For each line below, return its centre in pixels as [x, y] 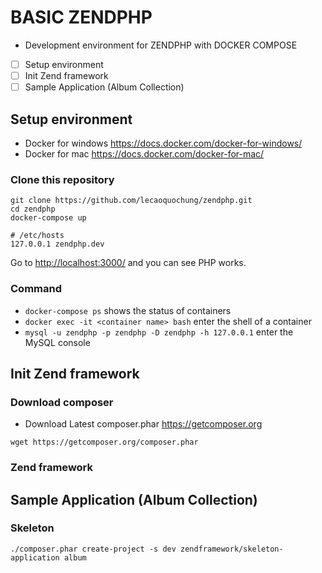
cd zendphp [33, 209]
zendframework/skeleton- [232, 549]
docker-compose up [48, 218]
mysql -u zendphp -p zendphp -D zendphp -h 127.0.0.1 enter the [159, 332]
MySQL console [57, 342]
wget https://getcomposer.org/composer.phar [104, 442]
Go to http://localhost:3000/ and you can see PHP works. [128, 263]
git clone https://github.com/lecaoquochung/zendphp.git [131, 201]
